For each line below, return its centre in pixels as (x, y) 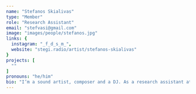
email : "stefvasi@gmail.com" (41, 28)
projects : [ (20, 60)
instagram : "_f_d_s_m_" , (41, 44)
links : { (17, 39)
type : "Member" (24, 17)
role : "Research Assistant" (40, 22)
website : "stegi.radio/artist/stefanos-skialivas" (74, 50)
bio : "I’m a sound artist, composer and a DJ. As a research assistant (95, 82)
